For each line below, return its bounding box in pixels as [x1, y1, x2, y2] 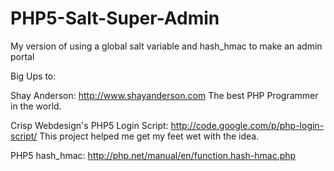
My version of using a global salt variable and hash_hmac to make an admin [10, 40, 323, 52]
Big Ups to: [10, 70, 57, 82]
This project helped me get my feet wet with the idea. [39, 130, 260, 142]
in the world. [10, 100, 62, 112]
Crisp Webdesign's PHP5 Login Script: [10, 119, 169, 131]
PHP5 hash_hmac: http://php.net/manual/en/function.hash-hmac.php [10, 149, 297, 161]
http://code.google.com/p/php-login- [170, 119, 325, 131]
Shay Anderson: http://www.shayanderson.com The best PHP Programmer [10, 89, 319, 101]
